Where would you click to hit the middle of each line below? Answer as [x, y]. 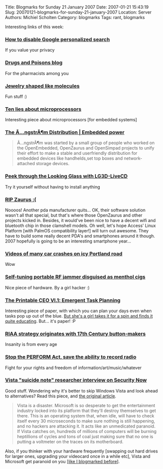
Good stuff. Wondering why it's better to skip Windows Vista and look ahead [81, 391]
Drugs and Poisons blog [34, 63]
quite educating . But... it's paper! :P [40, 321]
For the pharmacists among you [37, 73]
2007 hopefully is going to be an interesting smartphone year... [68, 241]
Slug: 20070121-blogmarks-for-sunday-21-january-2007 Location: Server [78, 12]
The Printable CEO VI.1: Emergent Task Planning [63, 300]
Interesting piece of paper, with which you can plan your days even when [78, 311]
